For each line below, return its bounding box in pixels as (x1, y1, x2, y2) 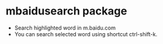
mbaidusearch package (5, 4, 128, 18)
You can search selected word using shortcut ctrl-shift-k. (14, 30, 158, 37)
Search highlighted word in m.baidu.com (14, 24, 116, 31)
